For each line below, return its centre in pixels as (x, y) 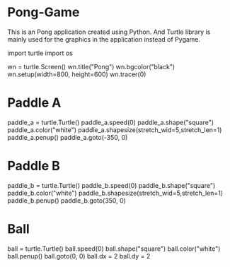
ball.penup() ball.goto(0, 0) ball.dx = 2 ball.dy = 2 (79, 256)
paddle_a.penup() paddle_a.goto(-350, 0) (68, 137)
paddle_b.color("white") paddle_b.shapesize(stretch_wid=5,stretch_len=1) (115, 193)
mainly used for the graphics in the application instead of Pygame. (104, 39)
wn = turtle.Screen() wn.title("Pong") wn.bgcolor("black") (91, 66)
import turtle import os (40, 53)
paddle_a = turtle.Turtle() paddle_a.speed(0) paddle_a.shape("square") (111, 122)
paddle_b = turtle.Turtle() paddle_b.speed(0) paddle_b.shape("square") (111, 185)
